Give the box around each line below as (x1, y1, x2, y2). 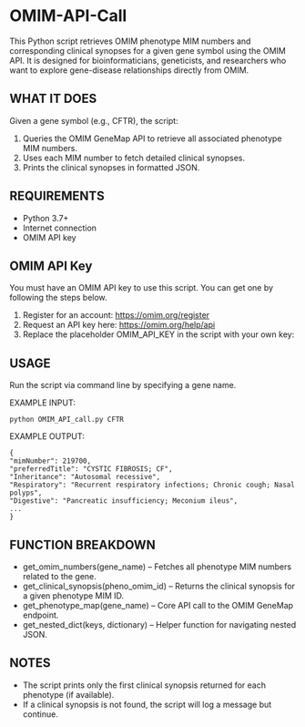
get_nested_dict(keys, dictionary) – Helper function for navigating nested (22, 619, 297, 630)
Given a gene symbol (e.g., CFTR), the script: (9, 115, 179, 126)
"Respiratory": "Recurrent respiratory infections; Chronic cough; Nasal (9, 480, 296, 490)
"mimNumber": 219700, (9, 456, 92, 466)
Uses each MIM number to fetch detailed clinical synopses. (22, 152, 246, 163)
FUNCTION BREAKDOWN (9, 537, 157, 552)
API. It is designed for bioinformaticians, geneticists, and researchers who (9, 55, 287, 66)
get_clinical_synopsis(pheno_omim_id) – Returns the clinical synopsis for (22, 580, 296, 591)
